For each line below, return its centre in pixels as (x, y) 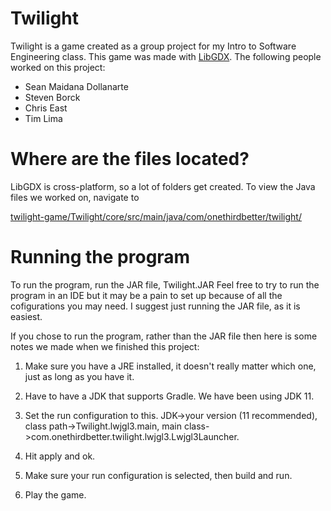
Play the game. (55, 494)
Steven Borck (52, 97)
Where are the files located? (130, 159)
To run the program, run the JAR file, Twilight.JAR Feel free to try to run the (165, 284)
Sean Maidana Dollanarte (76, 86)
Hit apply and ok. (60, 456)
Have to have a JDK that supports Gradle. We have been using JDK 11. (169, 396)
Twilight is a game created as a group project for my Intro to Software (153, 46)
